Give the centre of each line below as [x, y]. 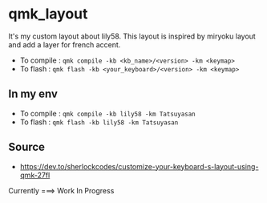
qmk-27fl [35, 175]
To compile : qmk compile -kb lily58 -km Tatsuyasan [108, 113]
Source [27, 147]
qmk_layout [48, 14]
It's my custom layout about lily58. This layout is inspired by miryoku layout [132, 36]
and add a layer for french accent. [65, 44]
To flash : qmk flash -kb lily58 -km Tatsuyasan [99, 122]
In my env [33, 94]
